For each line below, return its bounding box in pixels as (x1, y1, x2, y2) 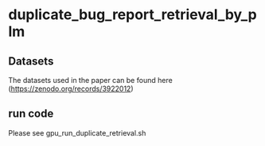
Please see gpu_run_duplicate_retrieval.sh (8, 128, 146, 137)
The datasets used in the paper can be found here (8, 76, 173, 85)
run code (8, 107, 54, 120)
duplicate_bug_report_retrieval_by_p (8, 6, 257, 24)
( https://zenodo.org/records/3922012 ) (8, 84, 134, 93)
